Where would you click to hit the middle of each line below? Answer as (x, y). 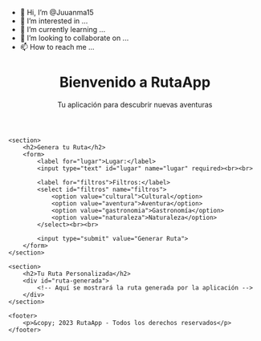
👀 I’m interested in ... (54, 21)
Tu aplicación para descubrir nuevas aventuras (135, 104)
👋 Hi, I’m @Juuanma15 (57, 12)
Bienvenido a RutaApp (135, 82)
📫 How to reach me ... (57, 47)
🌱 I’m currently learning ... (63, 29)
